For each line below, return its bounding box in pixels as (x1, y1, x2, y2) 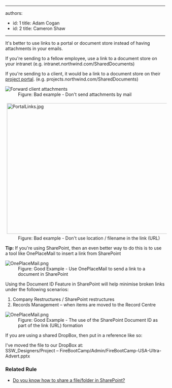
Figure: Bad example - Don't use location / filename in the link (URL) (18, 235, 160, 241)
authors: (5, 10, 23, 16)
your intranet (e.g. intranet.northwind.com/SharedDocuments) (5, 61, 135, 67)
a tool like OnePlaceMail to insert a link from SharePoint (5, 250, 121, 256)
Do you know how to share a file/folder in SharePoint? (12, 377, 125, 383)
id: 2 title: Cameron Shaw (12, 25, 66, 31)
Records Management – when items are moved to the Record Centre (12, 302, 156, 307)
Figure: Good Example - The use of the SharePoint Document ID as (18, 317, 158, 323)
